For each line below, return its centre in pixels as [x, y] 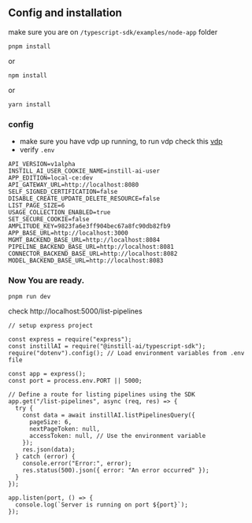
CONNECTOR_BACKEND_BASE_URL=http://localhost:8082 [93, 254]
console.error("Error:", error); [77, 464]
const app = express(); [47, 374]
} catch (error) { [46, 457]
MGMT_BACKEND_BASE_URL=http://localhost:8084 [84, 240]
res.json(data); [49, 450]
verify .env [37, 150]
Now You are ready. [46, 280]
